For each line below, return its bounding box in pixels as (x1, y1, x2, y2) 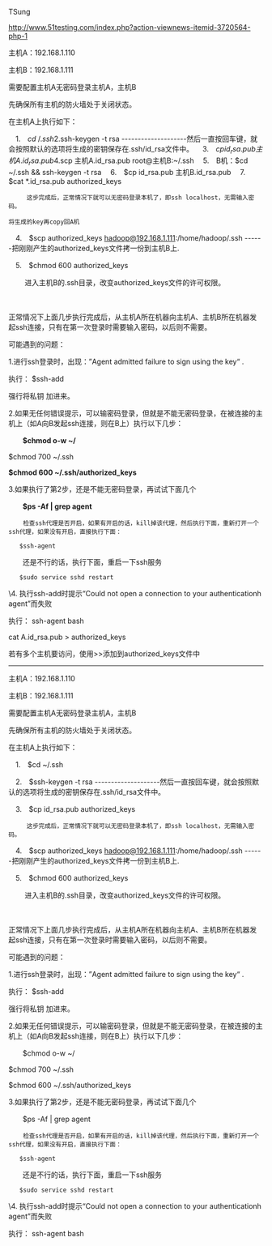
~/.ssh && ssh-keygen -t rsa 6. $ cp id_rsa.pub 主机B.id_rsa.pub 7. (8, 167, 246, 177)
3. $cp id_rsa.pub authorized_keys (15, 804, 136, 813)
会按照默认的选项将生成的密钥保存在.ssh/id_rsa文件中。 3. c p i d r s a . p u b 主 (8, 144, 263, 156)
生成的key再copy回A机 (14, 218, 80, 226)
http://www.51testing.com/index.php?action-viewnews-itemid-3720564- (8, 23, 251, 32)
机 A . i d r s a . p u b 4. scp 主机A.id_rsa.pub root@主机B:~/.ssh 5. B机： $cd (8, 156, 249, 167)
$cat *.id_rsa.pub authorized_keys (8, 176, 122, 186)
